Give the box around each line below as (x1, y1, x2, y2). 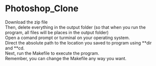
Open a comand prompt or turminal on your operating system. (5, 35, 130, 41)
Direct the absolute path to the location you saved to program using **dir (5, 40, 152, 45)
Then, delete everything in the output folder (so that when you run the (5, 24, 146, 30)
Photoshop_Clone (5, 3, 79, 14)
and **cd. (5, 45, 25, 51)
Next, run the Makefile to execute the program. (5, 50, 99, 56)
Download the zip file (5, 19, 48, 25)
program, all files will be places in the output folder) (5, 29, 109, 35)
